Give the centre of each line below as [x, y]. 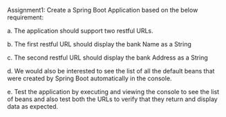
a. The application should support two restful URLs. [80, 31]
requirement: [25, 17]
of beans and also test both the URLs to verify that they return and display [112, 99]
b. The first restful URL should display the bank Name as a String [100, 44]
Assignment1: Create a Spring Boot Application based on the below [103, 10]
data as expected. [33, 106]
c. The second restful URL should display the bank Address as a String [108, 57]
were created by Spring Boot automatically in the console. [90, 78]
